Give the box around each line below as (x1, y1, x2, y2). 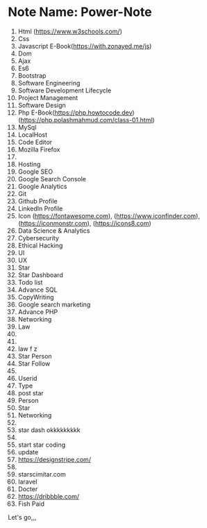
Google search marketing (17, 300, 91, 308)
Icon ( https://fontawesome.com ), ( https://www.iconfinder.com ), (17, 211, 200, 220)
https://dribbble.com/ (17, 492, 79, 500)
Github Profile (17, 197, 58, 205)
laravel (17, 477, 38, 486)
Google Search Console (17, 174, 86, 183)
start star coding (17, 440, 66, 449)
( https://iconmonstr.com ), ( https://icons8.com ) (17, 219, 151, 227)
